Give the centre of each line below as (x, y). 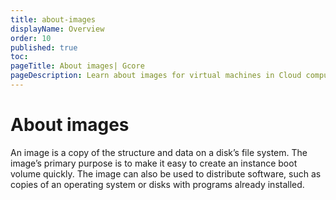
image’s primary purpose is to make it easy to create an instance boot (154, 163)
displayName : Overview (57, 29)
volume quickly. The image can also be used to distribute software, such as (166, 173)
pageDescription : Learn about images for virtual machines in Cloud (156, 76)
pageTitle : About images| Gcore (77, 66)
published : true (44, 47)
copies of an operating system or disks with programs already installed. (157, 184)
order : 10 (31, 38)
